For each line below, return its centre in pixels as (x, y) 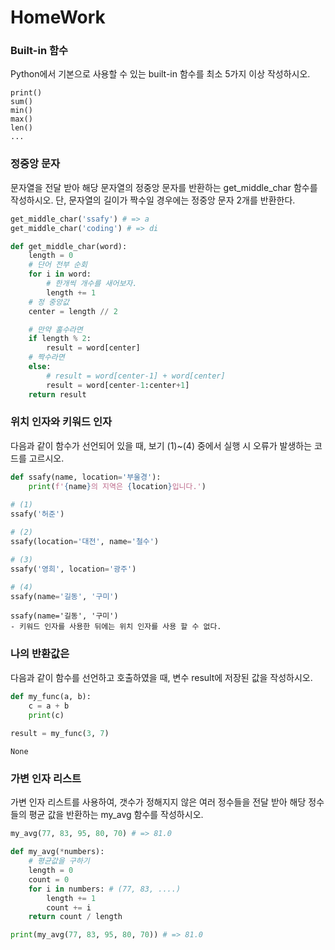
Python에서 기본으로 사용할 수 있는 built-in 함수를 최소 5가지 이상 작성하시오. (160, 74)
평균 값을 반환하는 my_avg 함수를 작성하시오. (116, 815)
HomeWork (58, 17)
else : (40, 367)
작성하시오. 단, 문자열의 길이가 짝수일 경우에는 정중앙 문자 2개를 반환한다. (153, 200)
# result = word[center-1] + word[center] (136, 376)
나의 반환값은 (40, 654)
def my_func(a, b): (51, 696)
